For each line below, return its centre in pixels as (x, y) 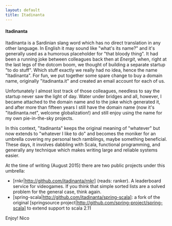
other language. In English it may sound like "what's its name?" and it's (80, 48)
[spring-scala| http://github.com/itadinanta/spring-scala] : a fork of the (87, 197)
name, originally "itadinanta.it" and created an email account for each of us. (85, 81)
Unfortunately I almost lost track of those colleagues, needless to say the (83, 91)
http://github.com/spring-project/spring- (120, 202)
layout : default (23, 10)
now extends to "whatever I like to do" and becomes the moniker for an (81, 134)
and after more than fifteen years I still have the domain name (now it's (80, 107)
